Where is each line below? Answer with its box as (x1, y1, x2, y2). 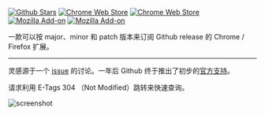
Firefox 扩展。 (8, 42, 54, 51)
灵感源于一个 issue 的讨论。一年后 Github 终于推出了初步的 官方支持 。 (8, 66, 234, 75)
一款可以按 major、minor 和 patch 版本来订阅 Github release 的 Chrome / (8, 32, 244, 41)
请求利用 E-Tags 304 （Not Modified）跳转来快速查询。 (8, 83, 189, 92)
